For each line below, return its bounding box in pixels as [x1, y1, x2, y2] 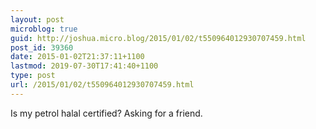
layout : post [10, 14, 65, 25]
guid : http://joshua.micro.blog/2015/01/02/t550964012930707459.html [10, 33, 307, 43]
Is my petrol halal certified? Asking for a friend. [10, 107, 203, 119]
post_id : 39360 [10, 42, 74, 53]
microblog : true [10, 24, 78, 34]
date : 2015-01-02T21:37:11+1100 [10, 52, 145, 62]
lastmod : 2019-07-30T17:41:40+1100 [10, 61, 159, 71]
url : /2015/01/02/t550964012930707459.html [10, 80, 195, 90]
